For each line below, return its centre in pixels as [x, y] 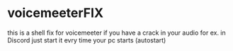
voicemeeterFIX [56, 13]
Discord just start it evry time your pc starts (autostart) [87, 40]
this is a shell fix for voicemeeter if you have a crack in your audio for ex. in [117, 33]
